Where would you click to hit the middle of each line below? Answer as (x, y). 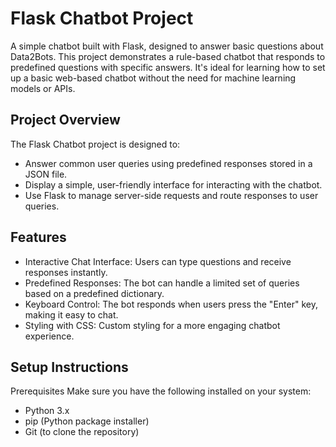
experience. (49, 336)
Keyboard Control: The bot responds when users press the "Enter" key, (171, 304)
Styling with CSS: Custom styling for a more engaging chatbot (152, 325)
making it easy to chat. (71, 314)
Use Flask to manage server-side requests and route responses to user (171, 195)
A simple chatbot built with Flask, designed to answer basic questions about (167, 46)
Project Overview (65, 120)
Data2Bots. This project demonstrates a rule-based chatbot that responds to (168, 56)
